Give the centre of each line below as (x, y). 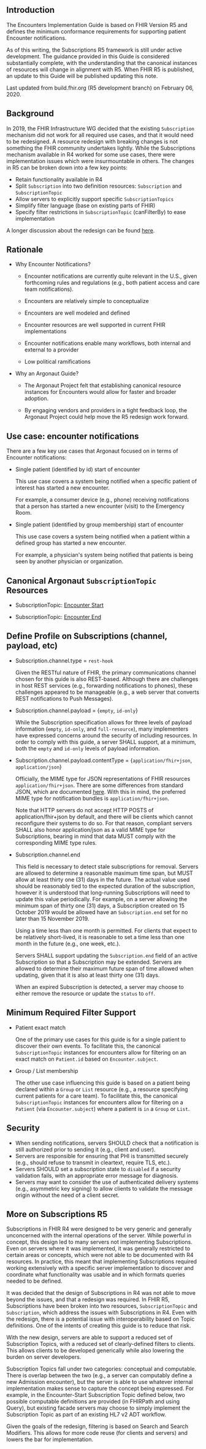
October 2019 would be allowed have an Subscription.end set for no (101, 912)
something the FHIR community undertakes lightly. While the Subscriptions (101, 148)
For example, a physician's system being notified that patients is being (104, 555)
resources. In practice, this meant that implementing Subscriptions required (102, 1262)
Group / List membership (47, 1070)
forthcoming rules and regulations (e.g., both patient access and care (112, 283)
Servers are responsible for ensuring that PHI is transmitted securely (102, 1156)
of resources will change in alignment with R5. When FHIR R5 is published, (100, 69)
